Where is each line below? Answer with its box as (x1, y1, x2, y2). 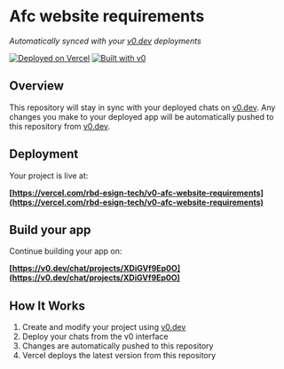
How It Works (9, 298, 86, 313)
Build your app (9, 222, 91, 237)
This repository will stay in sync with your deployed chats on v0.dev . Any (9, 102, 276, 113)
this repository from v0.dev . (9, 121, 111, 131)
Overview (9, 78, 65, 94)
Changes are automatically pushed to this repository (21, 341, 214, 351)
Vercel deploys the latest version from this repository (21, 350, 217, 361)
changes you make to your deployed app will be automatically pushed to (9, 111, 274, 122)
